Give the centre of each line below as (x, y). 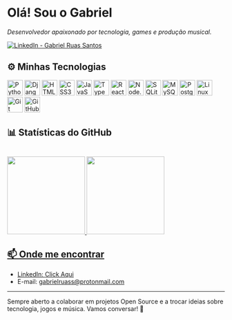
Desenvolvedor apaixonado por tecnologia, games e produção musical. (109, 32)
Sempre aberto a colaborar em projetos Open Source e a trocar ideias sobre (115, 301)
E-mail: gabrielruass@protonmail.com (71, 282)
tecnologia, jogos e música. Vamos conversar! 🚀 (76, 309)
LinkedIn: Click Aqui (46, 274)
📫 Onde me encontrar (56, 254)
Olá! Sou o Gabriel (60, 13)
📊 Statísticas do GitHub (60, 133)
